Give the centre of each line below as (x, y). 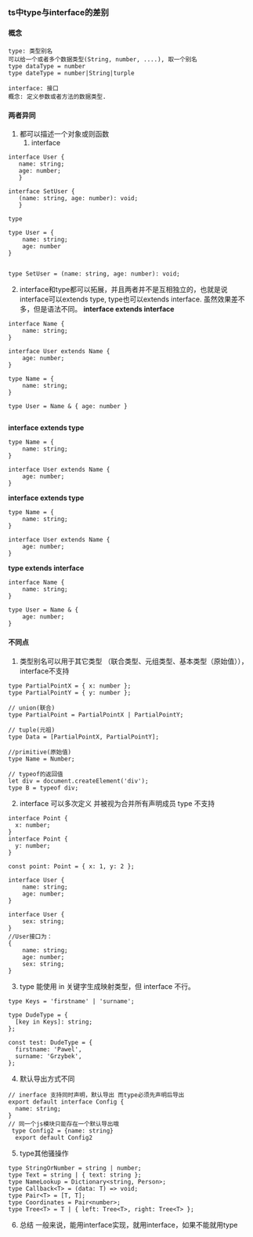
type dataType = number (47, 67)
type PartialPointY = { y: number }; (70, 692)
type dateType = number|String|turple (71, 73)
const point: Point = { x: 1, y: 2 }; (71, 866)
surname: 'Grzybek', (49, 1056)
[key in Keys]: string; (54, 1022)
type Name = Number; (42, 759)
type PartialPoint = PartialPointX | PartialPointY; (96, 715)
